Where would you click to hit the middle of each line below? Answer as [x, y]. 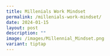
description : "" [26, 33]
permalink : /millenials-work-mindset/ [54, 17]
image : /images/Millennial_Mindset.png [55, 38]
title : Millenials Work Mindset [46, 11]
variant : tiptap [26, 44]
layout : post [22, 28]
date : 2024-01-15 [27, 22]
